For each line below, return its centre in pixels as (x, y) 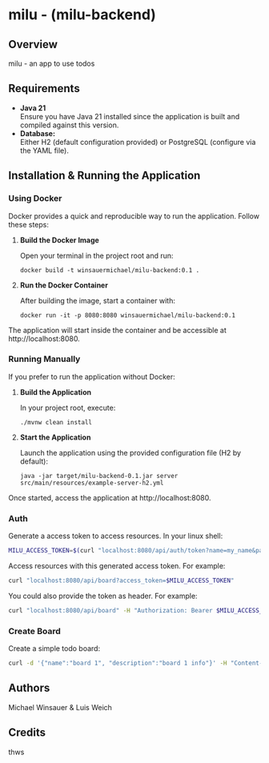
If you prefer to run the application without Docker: (92, 376)
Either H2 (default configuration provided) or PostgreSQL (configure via (138, 142)
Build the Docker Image (60, 240)
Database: (38, 133)
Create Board (35, 631)
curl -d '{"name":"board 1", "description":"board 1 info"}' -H (118, 663)
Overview (33, 44)
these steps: (29, 224)
